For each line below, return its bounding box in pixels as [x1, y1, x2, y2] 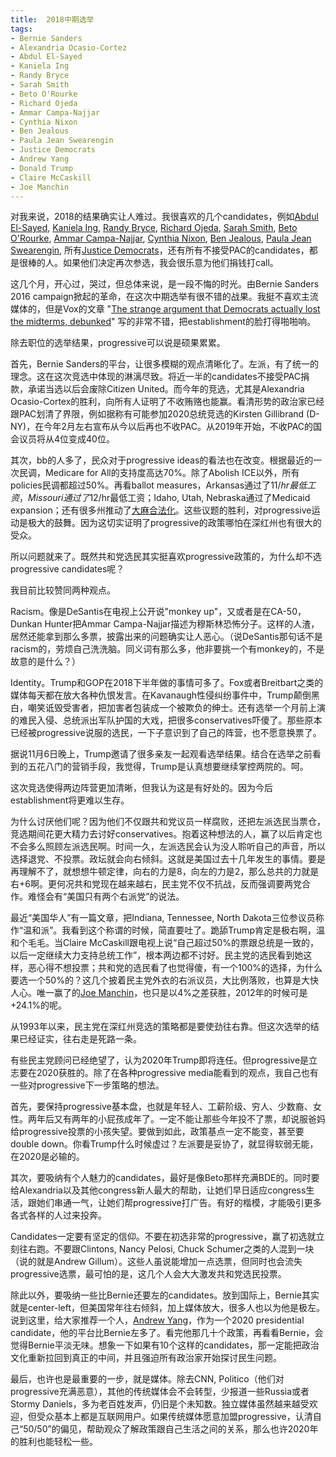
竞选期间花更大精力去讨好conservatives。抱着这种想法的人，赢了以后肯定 [10, 828, 314, 840]
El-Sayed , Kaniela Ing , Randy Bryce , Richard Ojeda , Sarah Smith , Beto [10, 222, 298, 234]
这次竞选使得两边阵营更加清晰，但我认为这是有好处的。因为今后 [10, 782, 273, 794]
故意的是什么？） [10, 656, 81, 668]
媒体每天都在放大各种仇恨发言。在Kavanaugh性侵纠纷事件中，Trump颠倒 [10, 689, 312, 701]
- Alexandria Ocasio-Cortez [10, 42, 128, 53]
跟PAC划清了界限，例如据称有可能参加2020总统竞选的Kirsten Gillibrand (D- [10, 408, 320, 420]
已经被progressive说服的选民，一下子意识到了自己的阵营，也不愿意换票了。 [10, 727, 322, 739]
